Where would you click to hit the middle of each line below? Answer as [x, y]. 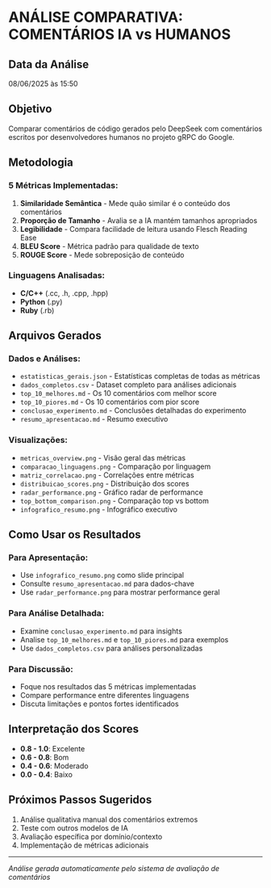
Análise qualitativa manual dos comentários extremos [109, 819]
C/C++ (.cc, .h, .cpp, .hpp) [64, 293]
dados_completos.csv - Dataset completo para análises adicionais [128, 385]
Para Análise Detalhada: [56, 613]
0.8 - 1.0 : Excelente [52, 748]
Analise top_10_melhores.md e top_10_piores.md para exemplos [124, 639]
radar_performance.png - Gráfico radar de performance [111, 492]
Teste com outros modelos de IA [74, 827]
